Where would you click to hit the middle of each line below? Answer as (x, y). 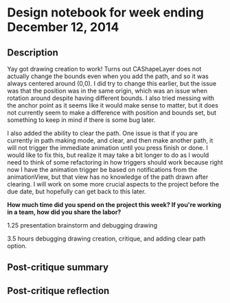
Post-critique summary (58, 268)
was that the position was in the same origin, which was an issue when (107, 91)
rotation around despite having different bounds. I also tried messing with (111, 98)
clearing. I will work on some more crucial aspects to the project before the (113, 184)
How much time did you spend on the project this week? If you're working (114, 205)
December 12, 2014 (63, 27)
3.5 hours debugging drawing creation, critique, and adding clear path (106, 239)
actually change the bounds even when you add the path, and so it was (108, 76)
